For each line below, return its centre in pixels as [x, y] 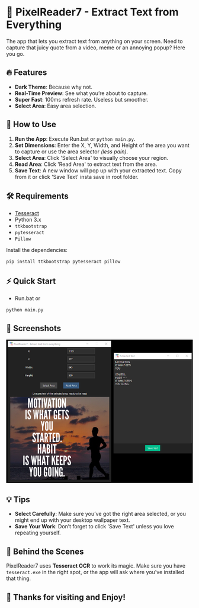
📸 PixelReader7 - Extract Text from [92, 12]
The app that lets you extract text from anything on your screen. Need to [94, 41]
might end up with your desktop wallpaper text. [72, 520]
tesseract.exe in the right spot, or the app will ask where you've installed [95, 572]
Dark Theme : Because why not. [54, 87]
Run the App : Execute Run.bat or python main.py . [75, 138]
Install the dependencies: [37, 250]
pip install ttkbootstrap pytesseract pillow [63, 262]
